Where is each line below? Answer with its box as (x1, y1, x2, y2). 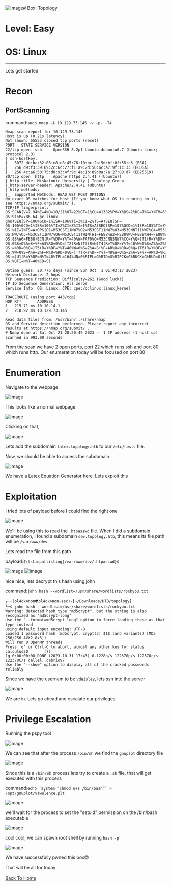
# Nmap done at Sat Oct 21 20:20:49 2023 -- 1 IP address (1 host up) (5, 330, 158, 336)
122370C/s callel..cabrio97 (5, 658, 65, 663)
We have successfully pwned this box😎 (5, 854, 89, 860)
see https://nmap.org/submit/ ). (5, 201, 76, 206)
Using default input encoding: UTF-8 (5, 627, 85, 632)
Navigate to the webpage (5, 384, 59, 390)
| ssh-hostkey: (5, 156, 38, 161)
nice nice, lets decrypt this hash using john (5, 578, 95, 584)
